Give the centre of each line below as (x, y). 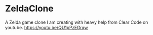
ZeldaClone (29, 9)
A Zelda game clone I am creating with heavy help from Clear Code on (76, 22)
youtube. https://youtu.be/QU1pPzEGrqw (47, 27)
